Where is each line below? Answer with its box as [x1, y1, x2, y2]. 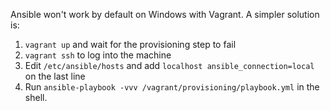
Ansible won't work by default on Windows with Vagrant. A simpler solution [10, 9, 320, 20]
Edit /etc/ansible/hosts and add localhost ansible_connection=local [24, 60, 315, 71]
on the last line [24, 70, 86, 82]
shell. [24, 92, 48, 103]
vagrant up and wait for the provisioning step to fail [24, 39, 237, 50]
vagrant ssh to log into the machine [24, 49, 172, 61]
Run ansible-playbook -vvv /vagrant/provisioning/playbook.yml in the [24, 81, 320, 93]
